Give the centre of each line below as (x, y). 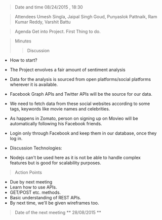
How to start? (23, 60)
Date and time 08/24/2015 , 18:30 (49, 7)
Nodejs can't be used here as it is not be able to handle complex (75, 158)
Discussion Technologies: (36, 148)
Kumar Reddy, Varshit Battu (42, 22)
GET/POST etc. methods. (35, 192)
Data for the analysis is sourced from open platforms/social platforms (80, 79)
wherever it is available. (34, 84)
